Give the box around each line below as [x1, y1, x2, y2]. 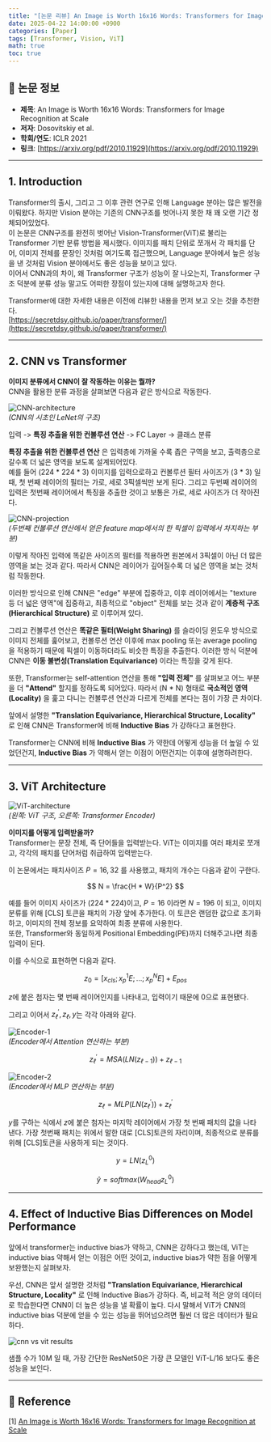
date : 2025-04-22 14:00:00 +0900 [8, 19, 121, 28]
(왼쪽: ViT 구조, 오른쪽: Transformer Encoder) [8, 811, 156, 821]
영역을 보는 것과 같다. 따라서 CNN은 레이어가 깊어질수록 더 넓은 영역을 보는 [8, 561, 244, 570]
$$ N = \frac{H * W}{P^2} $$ [87, 881, 184, 891]
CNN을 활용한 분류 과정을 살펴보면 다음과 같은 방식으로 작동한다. [8, 387, 211, 397]
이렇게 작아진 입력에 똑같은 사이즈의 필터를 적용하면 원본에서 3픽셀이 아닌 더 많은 [8, 551, 262, 561]
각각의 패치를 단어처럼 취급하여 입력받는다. [19, 848, 153, 858]
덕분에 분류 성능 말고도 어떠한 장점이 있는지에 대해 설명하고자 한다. [16, 278, 226, 288]
